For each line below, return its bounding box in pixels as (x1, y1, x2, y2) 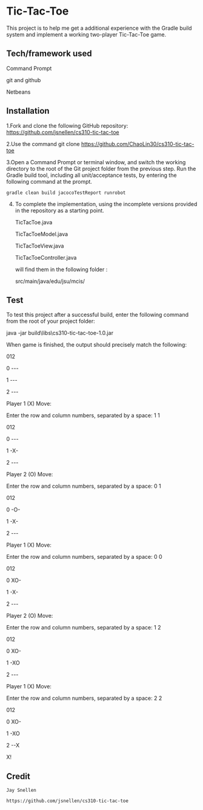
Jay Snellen (6, 787, 36, 794)
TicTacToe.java (15, 218, 53, 226)
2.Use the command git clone (6, 140, 80, 147)
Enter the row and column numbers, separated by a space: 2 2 (6, 694, 162, 702)
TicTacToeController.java (15, 254, 77, 261)
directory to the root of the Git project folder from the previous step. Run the (6, 165, 196, 172)
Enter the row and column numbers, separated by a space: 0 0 (6, 553, 162, 561)
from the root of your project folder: (6, 317, 95, 325)
